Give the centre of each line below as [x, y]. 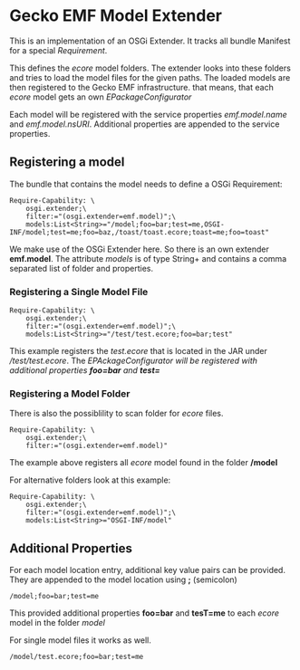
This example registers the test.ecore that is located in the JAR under [138, 351]
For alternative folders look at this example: [90, 480]
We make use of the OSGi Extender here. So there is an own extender [139, 249]
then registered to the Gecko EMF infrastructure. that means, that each [141, 87]
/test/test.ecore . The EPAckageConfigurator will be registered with [134, 361]
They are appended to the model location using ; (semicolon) [123, 579]
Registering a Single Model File [79, 292]
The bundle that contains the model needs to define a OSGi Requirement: [146, 184]
